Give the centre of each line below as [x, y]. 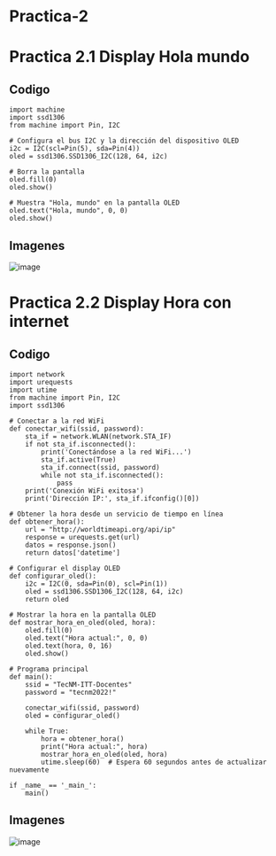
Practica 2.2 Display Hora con [120, 303]
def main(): [31, 677]
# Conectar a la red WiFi [57, 421]
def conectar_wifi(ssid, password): [77, 429]
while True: [47, 731]
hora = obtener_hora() [83, 739]
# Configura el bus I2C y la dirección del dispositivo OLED [124, 141]
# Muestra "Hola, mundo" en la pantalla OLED [94, 203]
